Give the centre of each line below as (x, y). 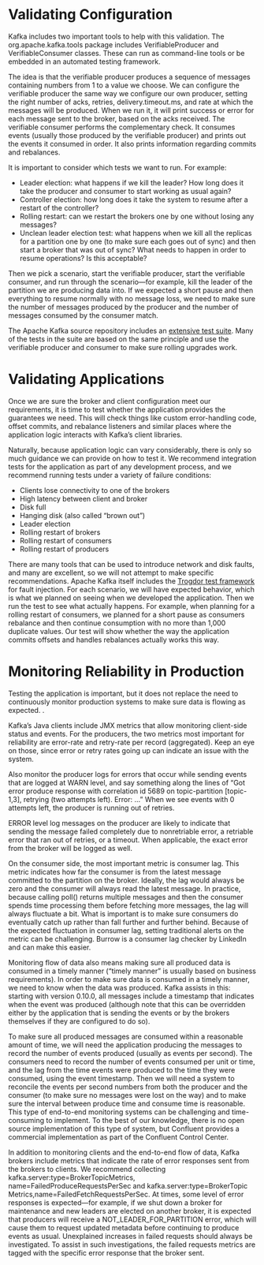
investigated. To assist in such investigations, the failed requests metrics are (132, 1244)
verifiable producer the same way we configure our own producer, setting (128, 93)
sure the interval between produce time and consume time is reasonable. (127, 1103)
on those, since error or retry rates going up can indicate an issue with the (129, 750)
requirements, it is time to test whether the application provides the (117, 409)
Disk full (33, 507)
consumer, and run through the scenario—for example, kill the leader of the (130, 282)
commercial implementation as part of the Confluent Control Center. (119, 1136)
